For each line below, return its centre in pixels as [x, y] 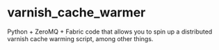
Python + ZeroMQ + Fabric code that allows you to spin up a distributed [110, 32]
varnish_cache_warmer [76, 13]
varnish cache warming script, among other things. [80, 38]
